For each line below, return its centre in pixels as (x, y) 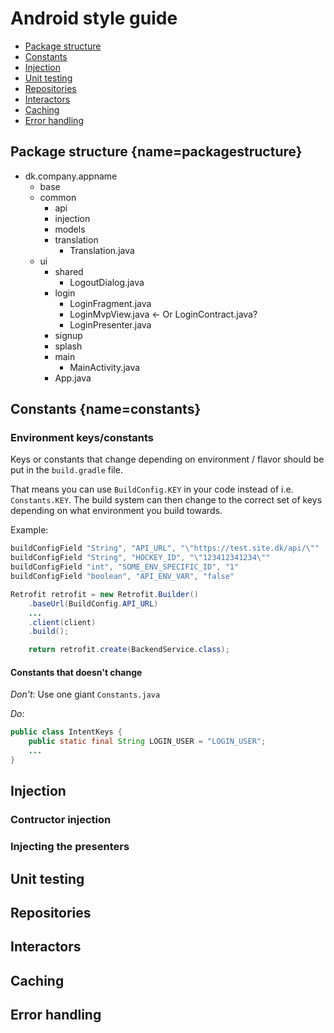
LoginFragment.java (110, 303)
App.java (73, 378)
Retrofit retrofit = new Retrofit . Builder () (104, 594)
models (70, 229)
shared (69, 271)
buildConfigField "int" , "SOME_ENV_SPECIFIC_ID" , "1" (125, 567)
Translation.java (102, 250)
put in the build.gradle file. (66, 470)
